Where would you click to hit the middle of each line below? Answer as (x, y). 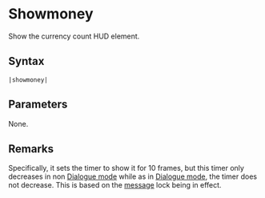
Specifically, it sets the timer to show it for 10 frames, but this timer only (126, 168)
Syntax (26, 61)
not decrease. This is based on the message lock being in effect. (115, 185)
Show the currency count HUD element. (74, 36)
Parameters (38, 105)
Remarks (31, 149)
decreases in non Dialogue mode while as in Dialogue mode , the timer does (133, 176)
